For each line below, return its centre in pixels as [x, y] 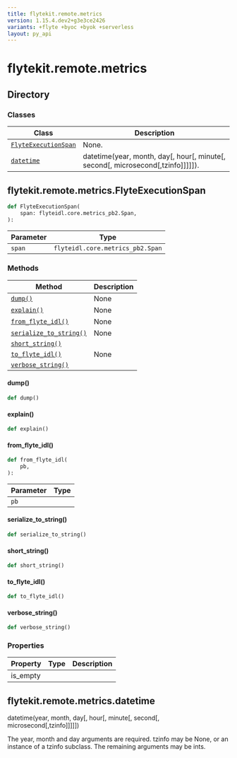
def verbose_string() [39, 628]
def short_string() [36, 566]
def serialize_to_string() [47, 535]
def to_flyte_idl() [36, 597]
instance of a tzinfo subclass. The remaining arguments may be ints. [107, 747]
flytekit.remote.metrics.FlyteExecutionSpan [107, 191]
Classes [22, 115]
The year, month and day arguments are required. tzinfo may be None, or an [118, 739]
